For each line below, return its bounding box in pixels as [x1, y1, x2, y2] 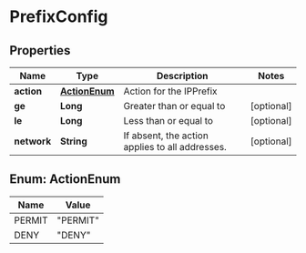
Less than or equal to [123, 115, 214, 126]
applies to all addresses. [123, 141, 228, 153]
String [59, 135, 88, 147]
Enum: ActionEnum [9, 171, 121, 187]
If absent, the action [123, 129, 209, 142]
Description [156, 70, 209, 82]
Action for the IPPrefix [123, 85, 218, 97]
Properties [9, 43, 71, 58]
